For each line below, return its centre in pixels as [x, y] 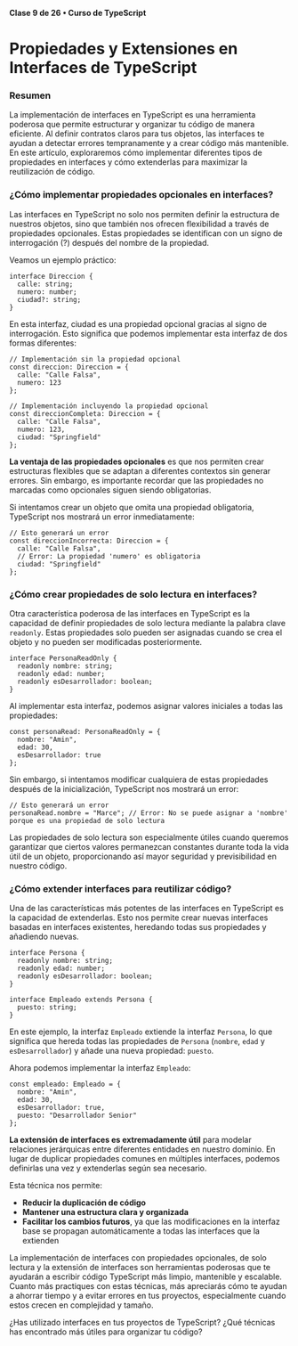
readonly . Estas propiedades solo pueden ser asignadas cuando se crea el [146, 632]
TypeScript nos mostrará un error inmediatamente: [102, 517]
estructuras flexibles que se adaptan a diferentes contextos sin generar [140, 470]
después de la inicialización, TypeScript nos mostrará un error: [124, 789]
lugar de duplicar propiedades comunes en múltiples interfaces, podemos [145, 1159]
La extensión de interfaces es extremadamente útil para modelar [130, 1140]
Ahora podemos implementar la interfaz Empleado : [100, 1068]
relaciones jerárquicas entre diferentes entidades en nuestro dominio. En [142, 1149]
